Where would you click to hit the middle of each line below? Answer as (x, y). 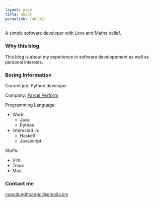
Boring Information (29, 75)
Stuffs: (12, 150)
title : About (19, 14)
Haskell (27, 135)
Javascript (31, 141)
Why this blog (22, 46)
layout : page (19, 10)
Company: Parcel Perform (32, 95)
